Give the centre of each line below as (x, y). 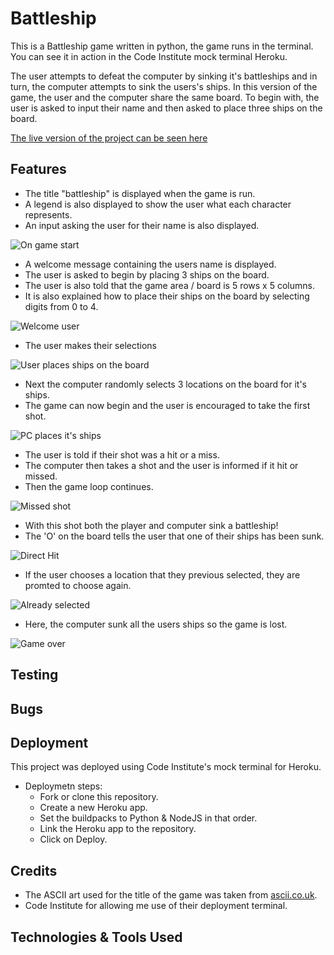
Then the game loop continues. (89, 486)
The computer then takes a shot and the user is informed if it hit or (161, 465)
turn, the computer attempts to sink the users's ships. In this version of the (164, 86)
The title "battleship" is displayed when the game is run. (140, 193)
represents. (48, 214)
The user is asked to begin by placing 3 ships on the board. (147, 274)
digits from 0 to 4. (61, 306)
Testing (34, 675)
